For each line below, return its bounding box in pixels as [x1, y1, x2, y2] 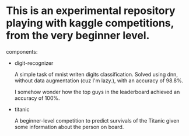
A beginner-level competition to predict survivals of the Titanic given [14, 117, 180, 124]
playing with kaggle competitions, [6, 16, 174, 30]
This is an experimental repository [6, 4, 176, 18]
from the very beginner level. [6, 29, 150, 42]
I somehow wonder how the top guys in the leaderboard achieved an [14, 88, 180, 95]
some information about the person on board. [14, 123, 124, 130]
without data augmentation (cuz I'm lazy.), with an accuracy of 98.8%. [14, 77, 184, 84]
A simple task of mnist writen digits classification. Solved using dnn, [14, 71, 178, 78]
